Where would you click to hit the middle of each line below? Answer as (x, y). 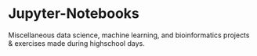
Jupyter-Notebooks (74, 14)
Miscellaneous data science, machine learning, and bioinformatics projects (129, 35)
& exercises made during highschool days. (76, 43)
